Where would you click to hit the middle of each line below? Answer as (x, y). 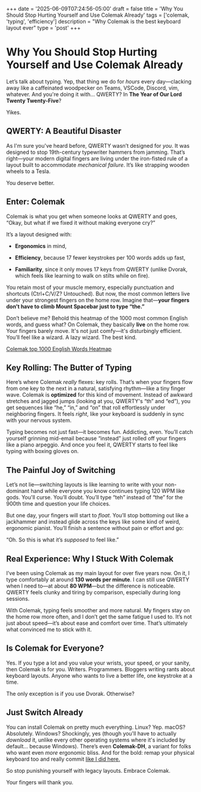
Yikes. (14, 112)
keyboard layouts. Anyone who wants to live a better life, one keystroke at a (99, 675)
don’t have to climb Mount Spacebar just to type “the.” (75, 306)
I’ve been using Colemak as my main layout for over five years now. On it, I (98, 573)
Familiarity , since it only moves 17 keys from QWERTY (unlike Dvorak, (101, 269)
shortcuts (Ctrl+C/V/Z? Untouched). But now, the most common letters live (98, 293)
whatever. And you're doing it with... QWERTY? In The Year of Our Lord (94, 94)
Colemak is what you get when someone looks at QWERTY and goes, (92, 216)
